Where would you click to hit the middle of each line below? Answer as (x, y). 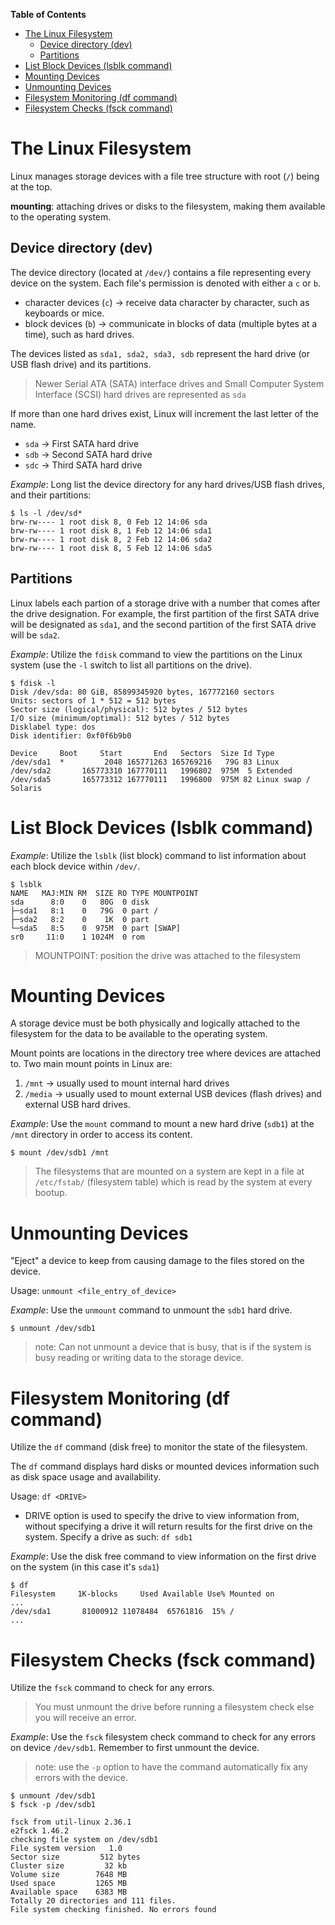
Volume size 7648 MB (69, 1875)
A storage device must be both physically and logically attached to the (155, 1023)
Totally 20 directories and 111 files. (93, 1901)
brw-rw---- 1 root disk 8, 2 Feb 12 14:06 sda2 (111, 539)
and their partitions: (51, 495)
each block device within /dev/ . (75, 866)
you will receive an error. (85, 1718)
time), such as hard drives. (79, 334)
